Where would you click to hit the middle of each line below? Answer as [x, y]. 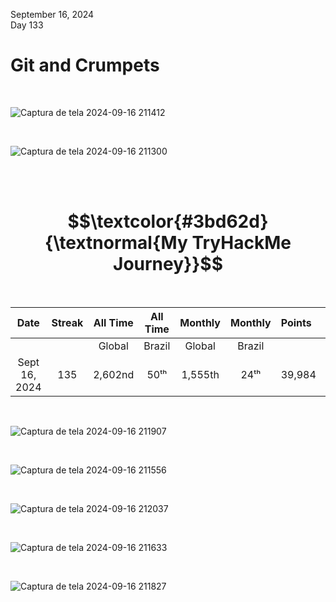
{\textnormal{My [116, 243]
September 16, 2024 [52, 14]
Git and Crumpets [85, 65]
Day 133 [27, 25]
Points [296, 322]
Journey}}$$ [168, 264]
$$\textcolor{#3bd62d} [168, 221]
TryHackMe [241, 243]
